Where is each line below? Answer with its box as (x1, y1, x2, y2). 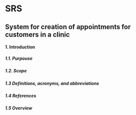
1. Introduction (5, 44, 35, 50)
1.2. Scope (5, 68, 27, 74)
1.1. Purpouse (5, 55, 33, 61)
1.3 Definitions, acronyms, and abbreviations (5, 80, 99, 86)
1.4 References (5, 92, 37, 99)
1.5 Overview (5, 105, 32, 111)
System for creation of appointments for (5, 23, 131, 31)
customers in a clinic (5, 30, 70, 38)
